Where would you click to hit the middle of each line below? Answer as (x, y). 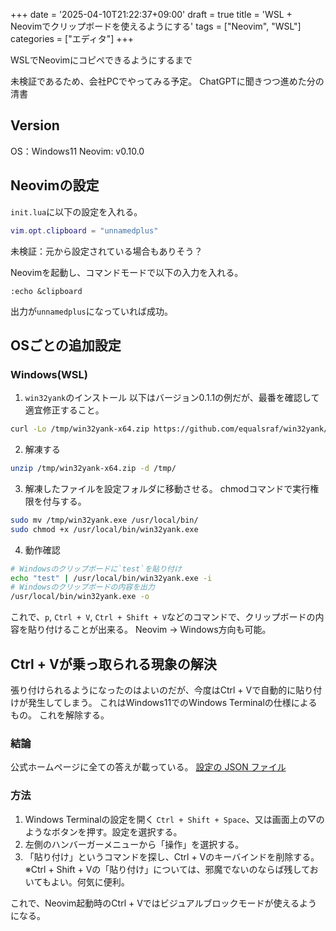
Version (35, 125)
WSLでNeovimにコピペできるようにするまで (101, 60)
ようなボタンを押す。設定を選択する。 (103, 831)
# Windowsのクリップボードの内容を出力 (82, 587)
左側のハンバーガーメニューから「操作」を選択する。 (134, 844)
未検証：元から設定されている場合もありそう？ (106, 251)
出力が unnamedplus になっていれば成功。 (92, 311)
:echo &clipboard (46, 291)
